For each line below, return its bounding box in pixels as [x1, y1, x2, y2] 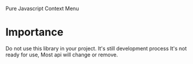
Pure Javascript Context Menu [5, 5, 79, 12]
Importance [5, 26, 64, 39]
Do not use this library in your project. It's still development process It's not [5, 45, 187, 52]
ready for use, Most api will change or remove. [5, 51, 118, 58]
